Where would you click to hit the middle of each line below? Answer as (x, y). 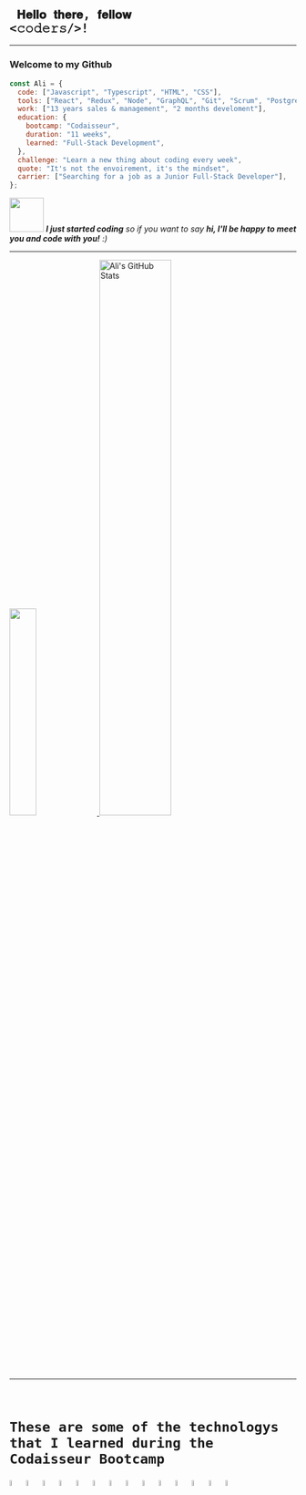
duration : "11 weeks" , (69, 135)
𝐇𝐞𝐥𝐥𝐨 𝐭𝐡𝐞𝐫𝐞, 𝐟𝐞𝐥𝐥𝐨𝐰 (74, 15)
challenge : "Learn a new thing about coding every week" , (130, 160)
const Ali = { (36, 83)
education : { (42, 118)
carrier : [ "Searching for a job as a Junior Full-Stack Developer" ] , (152, 177)
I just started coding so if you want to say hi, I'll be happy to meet (171, 229)
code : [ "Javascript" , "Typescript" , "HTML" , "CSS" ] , (120, 92)
